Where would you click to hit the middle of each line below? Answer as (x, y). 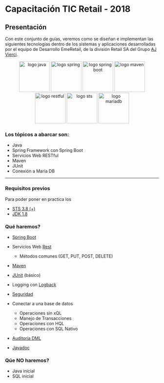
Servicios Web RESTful (35, 156)
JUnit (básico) (26, 275)
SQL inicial (23, 376)
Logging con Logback (34, 285)
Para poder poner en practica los (38, 199)
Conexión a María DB (33, 171)
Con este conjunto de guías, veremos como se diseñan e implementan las (79, 39)
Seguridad (22, 294)
